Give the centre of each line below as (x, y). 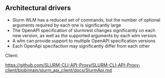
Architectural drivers (38, 8)
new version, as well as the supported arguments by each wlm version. (85, 35)
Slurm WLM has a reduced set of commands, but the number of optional (86, 20)
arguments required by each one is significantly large (67, 25)
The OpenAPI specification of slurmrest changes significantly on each (84, 30)
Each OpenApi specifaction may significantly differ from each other (81, 46)
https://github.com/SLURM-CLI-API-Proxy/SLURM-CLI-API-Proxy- (73, 65)
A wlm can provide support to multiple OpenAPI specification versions (84, 41)
